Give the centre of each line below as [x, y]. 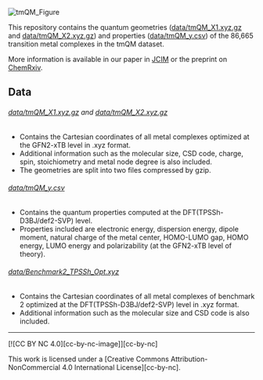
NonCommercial [34, 367]
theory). [32, 254]
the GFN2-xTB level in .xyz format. [75, 144]
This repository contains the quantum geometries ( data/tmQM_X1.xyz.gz [125, 27]
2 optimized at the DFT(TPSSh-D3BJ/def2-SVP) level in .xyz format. [129, 305]
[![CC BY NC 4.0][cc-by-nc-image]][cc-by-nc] [83, 344]
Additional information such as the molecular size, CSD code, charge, [131, 153]
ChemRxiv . [25, 68]
